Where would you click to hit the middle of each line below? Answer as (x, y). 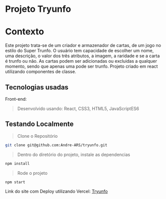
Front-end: (16, 99)
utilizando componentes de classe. (41, 72)
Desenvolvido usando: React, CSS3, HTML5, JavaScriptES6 (78, 108)
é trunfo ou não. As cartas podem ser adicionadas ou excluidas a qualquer (81, 61)
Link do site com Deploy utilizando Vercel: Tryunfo (56, 192)
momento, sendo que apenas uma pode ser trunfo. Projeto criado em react (82, 66)
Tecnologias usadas (37, 87)
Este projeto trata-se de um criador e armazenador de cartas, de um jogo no (83, 45)
